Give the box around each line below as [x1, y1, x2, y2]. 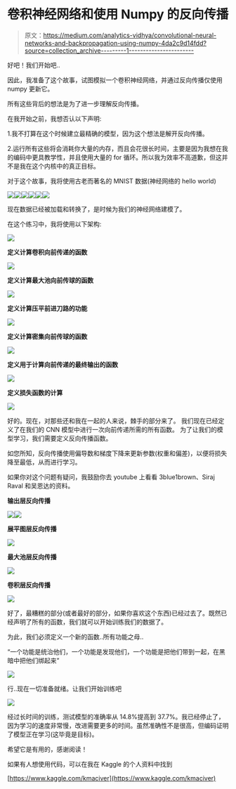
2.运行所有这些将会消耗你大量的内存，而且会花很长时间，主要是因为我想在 [7, 144, 223, 152]
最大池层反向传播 [7, 552, 57, 561]
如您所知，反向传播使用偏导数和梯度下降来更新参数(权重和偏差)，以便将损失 [7, 449, 228, 457]
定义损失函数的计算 [7, 388, 63, 397]
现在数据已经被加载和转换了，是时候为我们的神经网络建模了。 [7, 204, 186, 213]
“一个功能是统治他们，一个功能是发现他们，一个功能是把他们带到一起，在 [7, 647, 220, 656]
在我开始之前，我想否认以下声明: [7, 114, 102, 123]
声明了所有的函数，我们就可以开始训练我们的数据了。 [13, 618, 167, 626]
